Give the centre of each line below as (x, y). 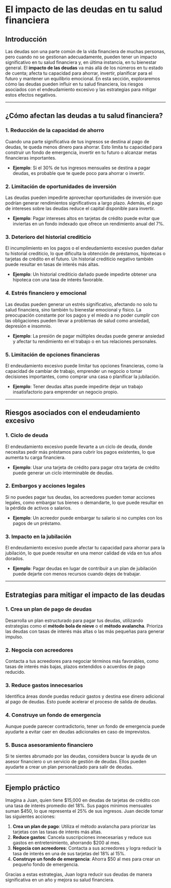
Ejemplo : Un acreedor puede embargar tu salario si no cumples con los (88, 518)
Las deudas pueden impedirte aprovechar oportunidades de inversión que (83, 197)
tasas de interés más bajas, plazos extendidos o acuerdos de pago (75, 667)
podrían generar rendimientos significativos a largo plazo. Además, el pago (84, 203)
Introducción (26, 39)
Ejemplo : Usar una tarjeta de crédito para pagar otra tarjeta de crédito (86, 467)
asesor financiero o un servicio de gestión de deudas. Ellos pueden (76, 762)
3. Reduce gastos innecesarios (44, 685)
